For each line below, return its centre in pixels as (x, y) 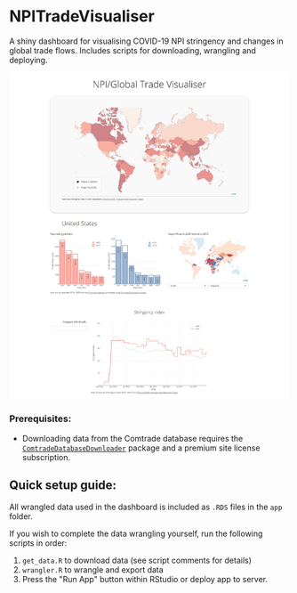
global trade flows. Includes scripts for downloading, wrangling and (132, 50)
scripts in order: (38, 543)
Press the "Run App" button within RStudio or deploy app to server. (145, 579)
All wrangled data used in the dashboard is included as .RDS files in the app (146, 507)
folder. (21, 516)
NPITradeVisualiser (82, 16)
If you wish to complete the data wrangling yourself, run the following (136, 533)
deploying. (28, 60)
